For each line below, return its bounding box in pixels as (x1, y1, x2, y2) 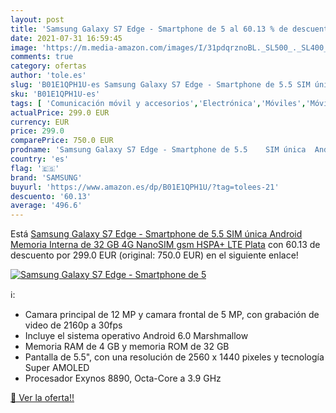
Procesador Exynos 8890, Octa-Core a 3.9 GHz (24, 372, 222, 385)
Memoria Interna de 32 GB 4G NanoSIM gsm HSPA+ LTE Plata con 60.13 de (10, 239, 321, 251)
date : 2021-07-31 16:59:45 (10, 33, 123, 43)
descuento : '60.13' (10, 191, 92, 201)
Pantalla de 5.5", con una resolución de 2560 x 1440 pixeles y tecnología (24, 351, 325, 363)
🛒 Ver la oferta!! (10, 392, 75, 404)
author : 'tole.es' (10, 71, 87, 81)
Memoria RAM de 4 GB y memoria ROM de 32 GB (24, 341, 230, 353)
